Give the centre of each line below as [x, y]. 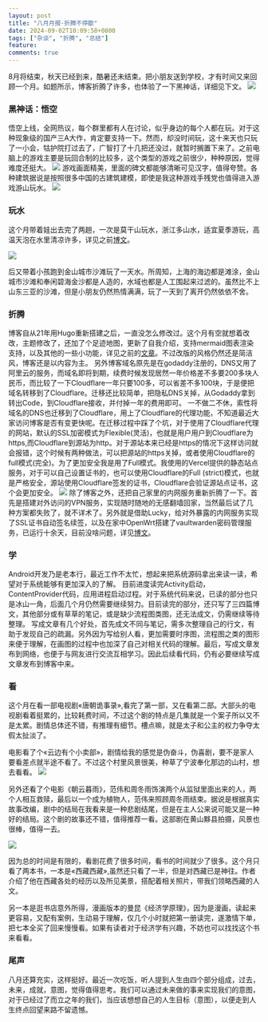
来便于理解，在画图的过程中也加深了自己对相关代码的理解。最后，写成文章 [130, 644]
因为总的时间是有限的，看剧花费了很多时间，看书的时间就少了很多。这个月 [130, 861]
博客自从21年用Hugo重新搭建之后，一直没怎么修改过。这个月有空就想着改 [129, 333]
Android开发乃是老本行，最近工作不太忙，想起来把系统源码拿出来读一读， [130, 574]
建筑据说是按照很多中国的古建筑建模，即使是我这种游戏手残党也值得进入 [134, 178]
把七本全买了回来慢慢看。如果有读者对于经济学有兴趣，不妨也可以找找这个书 [134, 928]
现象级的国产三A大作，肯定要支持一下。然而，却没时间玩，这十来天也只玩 [136, 138]
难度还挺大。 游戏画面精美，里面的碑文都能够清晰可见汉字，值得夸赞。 [130, 168]
